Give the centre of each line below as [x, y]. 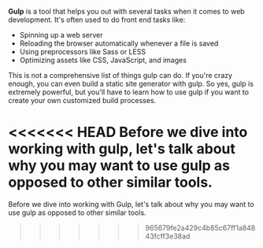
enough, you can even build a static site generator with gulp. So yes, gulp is [131, 83]
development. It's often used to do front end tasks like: [97, 20]
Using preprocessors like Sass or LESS [83, 52]
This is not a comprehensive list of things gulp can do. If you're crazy [120, 75]
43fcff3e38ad [168, 236]
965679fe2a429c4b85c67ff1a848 [200, 228]
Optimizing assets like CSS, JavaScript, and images [103, 60]
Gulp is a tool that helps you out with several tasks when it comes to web [127, 11]
